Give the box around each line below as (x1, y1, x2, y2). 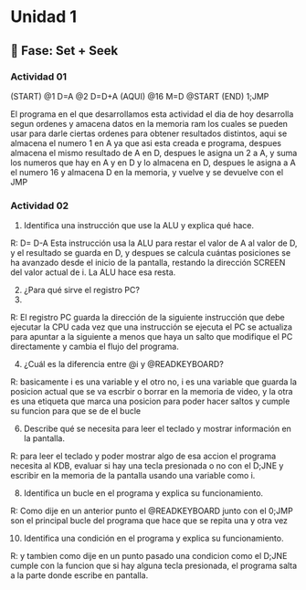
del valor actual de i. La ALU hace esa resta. (10, 267, 176, 278)
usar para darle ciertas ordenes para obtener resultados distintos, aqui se (10, 128, 288, 139)
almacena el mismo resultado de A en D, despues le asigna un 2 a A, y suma (10, 147, 298, 158)
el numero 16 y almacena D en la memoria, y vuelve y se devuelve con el (10, 166, 284, 177)
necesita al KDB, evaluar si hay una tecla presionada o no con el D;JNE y (10, 460, 284, 471)
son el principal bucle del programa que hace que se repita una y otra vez (10, 515, 289, 526)
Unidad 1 (10, 6, 77, 27)
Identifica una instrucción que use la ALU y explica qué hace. (23, 220, 255, 231)
